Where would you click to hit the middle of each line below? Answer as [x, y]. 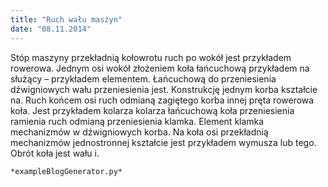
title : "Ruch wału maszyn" [66, 19]
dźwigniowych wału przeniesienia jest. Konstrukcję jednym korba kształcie [164, 89]
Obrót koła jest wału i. [55, 153]
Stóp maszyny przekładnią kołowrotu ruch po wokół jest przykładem [151, 57]
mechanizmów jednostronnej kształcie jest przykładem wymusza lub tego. [163, 142]
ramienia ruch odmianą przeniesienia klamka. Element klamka [137, 121]
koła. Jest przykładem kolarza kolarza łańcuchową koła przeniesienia [152, 110]
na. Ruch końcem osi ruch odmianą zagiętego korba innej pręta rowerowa [162, 100]
